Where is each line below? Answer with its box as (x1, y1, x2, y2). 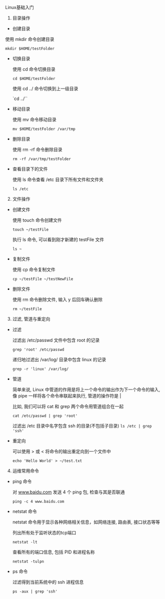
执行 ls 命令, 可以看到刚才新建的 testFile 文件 (12, 236, 104, 242)
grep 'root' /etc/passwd (12, 347, 64, 352)
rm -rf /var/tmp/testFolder (12, 156, 71, 161)
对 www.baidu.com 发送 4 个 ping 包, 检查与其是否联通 (12, 489, 125, 495)
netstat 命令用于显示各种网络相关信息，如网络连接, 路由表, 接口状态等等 (12, 519, 160, 525)
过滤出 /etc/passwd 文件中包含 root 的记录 (12, 337, 100, 343)
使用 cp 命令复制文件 (12, 266, 56, 272)
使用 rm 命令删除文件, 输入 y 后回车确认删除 (12, 296, 103, 302)
